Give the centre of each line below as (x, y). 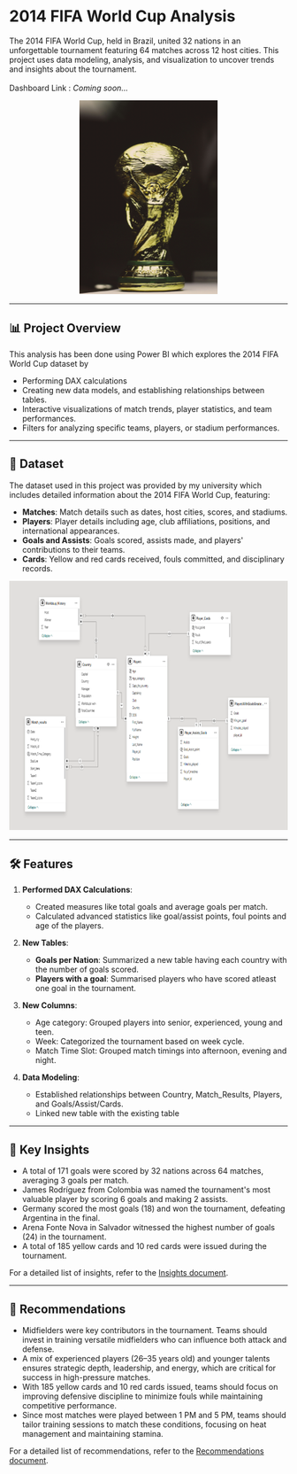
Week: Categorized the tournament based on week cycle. (140, 1042)
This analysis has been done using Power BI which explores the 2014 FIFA (144, 354)
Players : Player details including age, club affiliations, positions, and (146, 521)
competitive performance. (69, 1405)
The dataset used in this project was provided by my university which (136, 485)
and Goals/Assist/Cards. (79, 1104)
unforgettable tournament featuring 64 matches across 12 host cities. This (144, 50)
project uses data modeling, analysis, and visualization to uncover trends (142, 59)
